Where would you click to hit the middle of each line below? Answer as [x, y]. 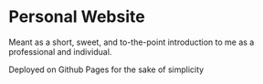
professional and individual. [60, 51]
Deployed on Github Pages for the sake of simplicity [106, 69]
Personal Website [77, 17]
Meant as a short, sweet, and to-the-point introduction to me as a [131, 42]
